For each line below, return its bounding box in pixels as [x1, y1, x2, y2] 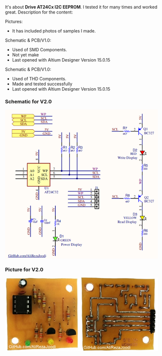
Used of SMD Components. [12, 47, 67, 52]
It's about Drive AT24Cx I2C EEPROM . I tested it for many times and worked [5, 4, 158, 10]
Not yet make [12, 52, 39, 58]
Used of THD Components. [12, 76, 66, 81]
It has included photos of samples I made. [12, 28, 96, 33]
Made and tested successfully [12, 81, 73, 87]
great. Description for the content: [5, 9, 73, 15]
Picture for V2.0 [5, 266, 44, 273]
